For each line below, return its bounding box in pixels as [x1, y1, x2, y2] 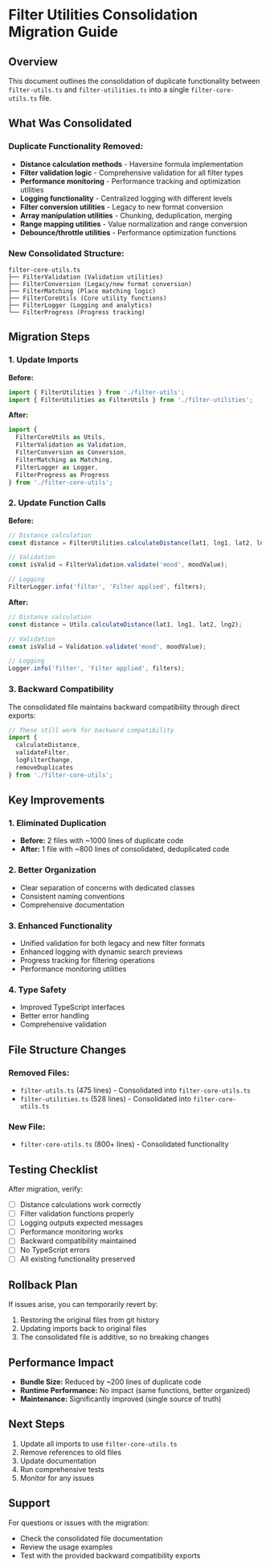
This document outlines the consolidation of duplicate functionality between [8, 77, 260, 85]
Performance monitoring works [19, 1227, 124, 1237]
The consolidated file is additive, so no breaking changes [19, 1332, 210, 1342]
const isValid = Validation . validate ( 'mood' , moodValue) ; [8, 642, 207, 650]
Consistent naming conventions [19, 891, 125, 901]
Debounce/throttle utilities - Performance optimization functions [19, 227, 237, 237]
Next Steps [8, 1417, 65, 1431]
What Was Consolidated [8, 117, 133, 131]
